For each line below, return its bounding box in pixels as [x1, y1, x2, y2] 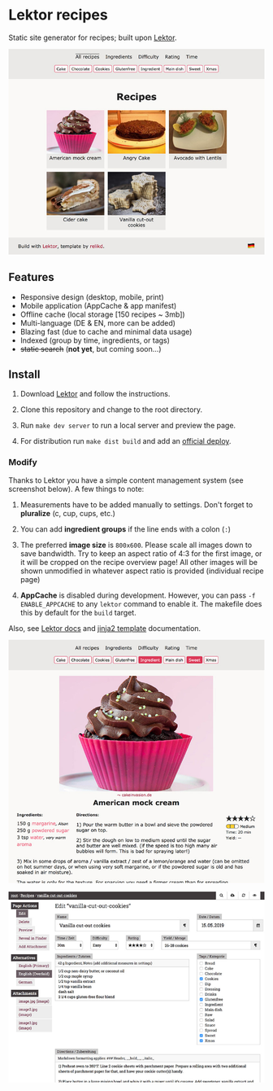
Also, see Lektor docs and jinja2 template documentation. [8, 623, 201, 633]
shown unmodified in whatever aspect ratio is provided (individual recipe [19, 566, 264, 576]
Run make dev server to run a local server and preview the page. [19, 421, 236, 431]
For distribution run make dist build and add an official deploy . [19, 436, 232, 446]
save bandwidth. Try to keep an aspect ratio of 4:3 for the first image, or [19, 548, 262, 559]
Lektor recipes [8, 6, 108, 24]
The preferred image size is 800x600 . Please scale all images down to [19, 540, 253, 550]
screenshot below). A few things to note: [8, 484, 145, 493]
